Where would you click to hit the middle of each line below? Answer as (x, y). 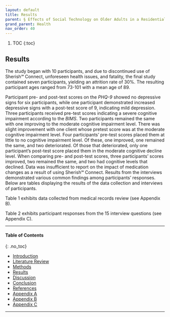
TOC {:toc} (24, 43)
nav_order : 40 (20, 29)
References (25, 288)
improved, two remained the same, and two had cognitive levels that (76, 161)
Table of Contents (25, 235)
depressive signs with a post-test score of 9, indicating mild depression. (80, 108)
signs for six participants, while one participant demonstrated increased (80, 102)
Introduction (25, 256)
